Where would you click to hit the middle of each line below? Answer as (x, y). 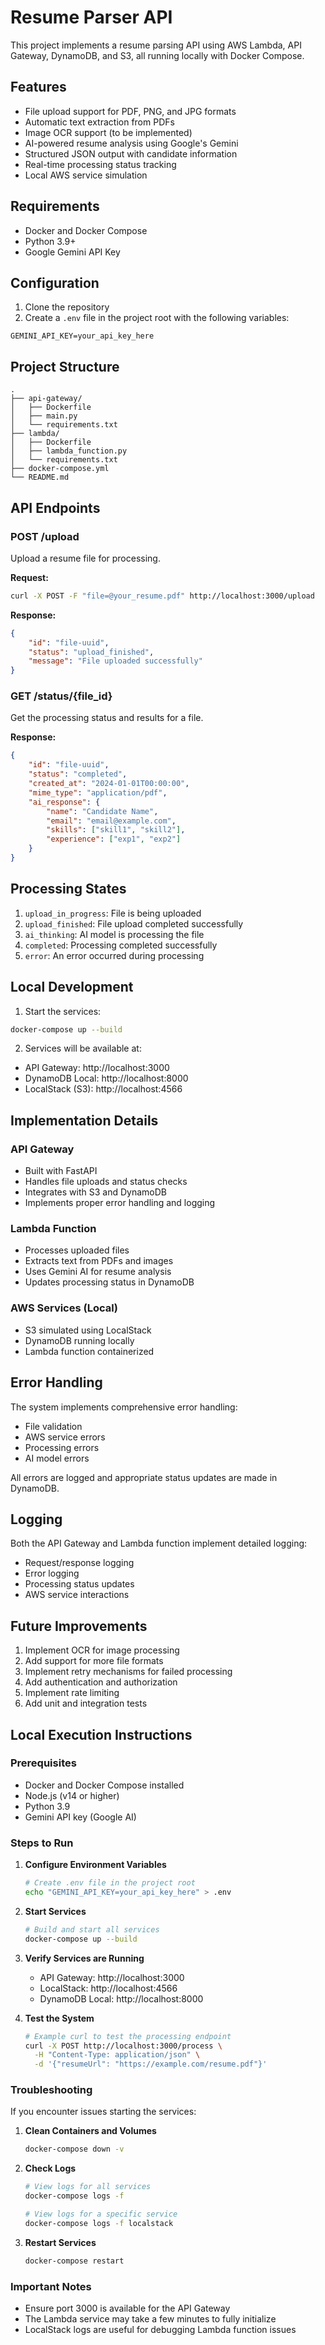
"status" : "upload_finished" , (91, 652)
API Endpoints (55, 507)
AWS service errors (65, 1437)
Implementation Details (84, 1120)
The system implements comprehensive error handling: (124, 1407)
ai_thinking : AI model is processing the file (114, 934)
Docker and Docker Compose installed (104, 1785)
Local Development (72, 987)
